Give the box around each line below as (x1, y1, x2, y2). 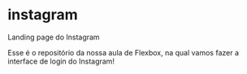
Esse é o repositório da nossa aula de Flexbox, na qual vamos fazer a (7, 47, 240, 57)
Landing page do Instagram (7, 32, 100, 42)
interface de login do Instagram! (7, 56, 115, 66)
